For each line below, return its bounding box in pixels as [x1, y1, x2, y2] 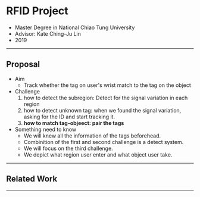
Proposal [6, 60, 40, 70]
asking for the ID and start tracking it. [23, 113, 115, 120]
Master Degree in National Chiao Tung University [14, 24, 135, 31]
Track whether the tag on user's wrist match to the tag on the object [23, 82, 192, 89]
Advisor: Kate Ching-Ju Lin [14, 30, 82, 37]
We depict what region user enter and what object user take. [23, 151, 173, 158]
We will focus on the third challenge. [23, 145, 113, 152]
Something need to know [14, 126, 77, 133]
